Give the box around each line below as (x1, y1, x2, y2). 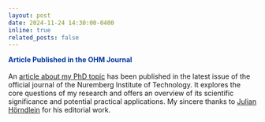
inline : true (8, 26, 51, 34)
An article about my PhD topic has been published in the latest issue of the (8, 72, 251, 81)
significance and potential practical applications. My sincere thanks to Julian (8, 97, 257, 106)
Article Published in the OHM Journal (8, 55, 132, 65)
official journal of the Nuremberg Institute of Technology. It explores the (8, 80, 241, 90)
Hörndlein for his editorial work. (8, 105, 111, 115)
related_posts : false (8, 33, 80, 42)
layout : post (8, 11, 51, 20)
